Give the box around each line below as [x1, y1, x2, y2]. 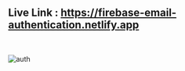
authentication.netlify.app [8, 19, 140, 32]
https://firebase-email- [60, 6, 177, 20]
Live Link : [8, 6, 59, 20]
